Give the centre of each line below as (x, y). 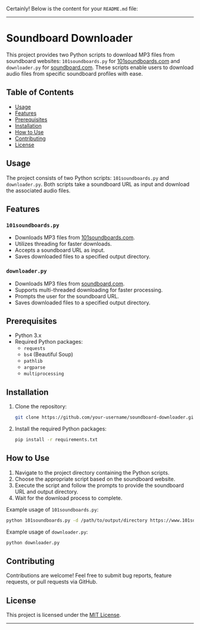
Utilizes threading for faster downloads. (63, 244)
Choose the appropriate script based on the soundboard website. (95, 479)
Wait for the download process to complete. (68, 498)
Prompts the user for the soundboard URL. (67, 296)
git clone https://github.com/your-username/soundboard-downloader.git (105, 417)
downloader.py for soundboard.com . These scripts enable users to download (100, 67)
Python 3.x (28, 335)
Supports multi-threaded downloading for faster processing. (89, 290)
